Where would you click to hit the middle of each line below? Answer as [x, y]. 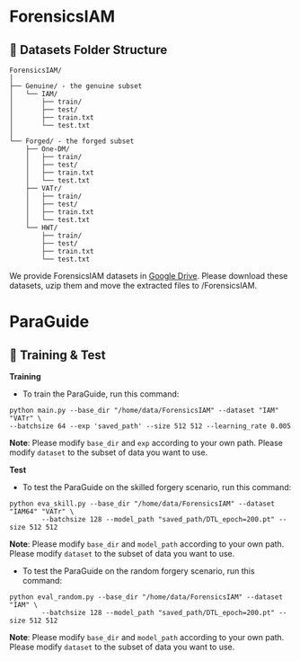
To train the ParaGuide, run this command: [101, 394]
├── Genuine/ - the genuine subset [76, 86]
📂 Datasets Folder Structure [88, 50]
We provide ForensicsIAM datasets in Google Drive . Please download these [149, 276]
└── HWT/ [42, 228]
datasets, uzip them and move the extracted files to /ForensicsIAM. [133, 286]
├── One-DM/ [48, 149]
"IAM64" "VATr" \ [42, 512]
